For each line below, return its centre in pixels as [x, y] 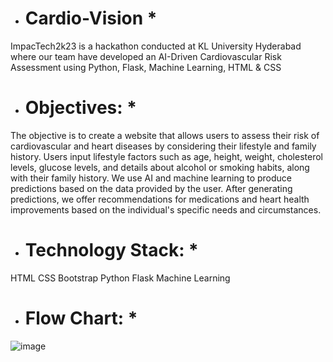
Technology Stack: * [111, 250]
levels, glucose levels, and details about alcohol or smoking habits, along [160, 167]
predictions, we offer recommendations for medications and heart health [160, 199]
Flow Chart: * [81, 318]
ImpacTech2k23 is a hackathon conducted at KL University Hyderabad [156, 46]
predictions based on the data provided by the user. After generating [151, 188]
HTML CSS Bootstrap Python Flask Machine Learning [120, 278]
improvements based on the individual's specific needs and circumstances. [166, 209]
